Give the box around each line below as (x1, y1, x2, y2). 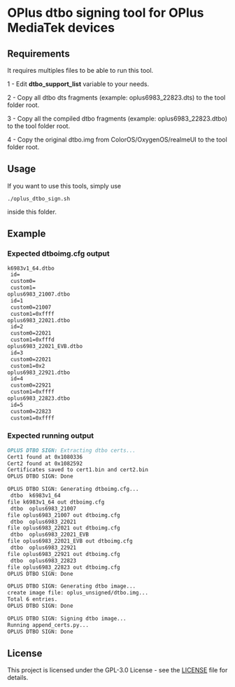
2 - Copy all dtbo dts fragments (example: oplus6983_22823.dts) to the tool (7, 93, 226, 102)
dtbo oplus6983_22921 (10, 544, 77, 551)
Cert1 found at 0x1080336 (7, 453, 83, 460)
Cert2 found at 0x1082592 (7, 460, 83, 467)
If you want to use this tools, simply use (7, 181, 122, 190)
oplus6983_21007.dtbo (7, 291, 71, 298)
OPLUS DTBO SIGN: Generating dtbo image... (7, 583, 136, 590)
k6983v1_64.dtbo (7, 265, 55, 272)
